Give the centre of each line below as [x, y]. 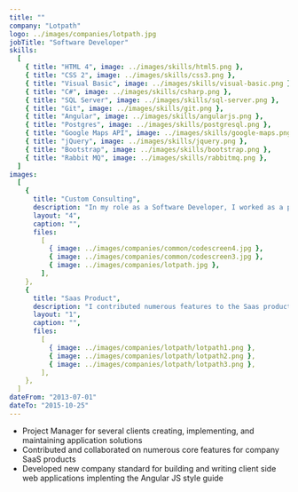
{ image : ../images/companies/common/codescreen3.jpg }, [156, 257]
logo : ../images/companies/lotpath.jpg [83, 34]
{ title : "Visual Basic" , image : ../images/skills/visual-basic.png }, [160, 83]
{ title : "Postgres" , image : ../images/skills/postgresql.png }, [149, 125]
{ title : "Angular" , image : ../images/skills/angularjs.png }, [145, 116]
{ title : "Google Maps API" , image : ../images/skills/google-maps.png [158, 133]
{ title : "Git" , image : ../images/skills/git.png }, [125, 108]
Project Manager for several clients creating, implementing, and [138, 431]
